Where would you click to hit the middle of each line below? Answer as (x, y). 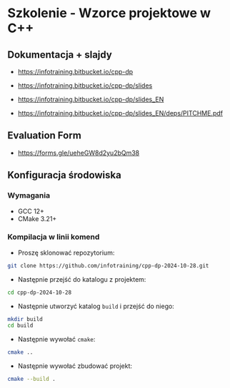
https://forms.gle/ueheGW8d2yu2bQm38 (79, 153)
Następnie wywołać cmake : (56, 339)
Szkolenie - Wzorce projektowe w (109, 13)
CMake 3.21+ (37, 218)
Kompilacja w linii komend (54, 237)
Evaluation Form (45, 136)
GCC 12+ (31, 211)
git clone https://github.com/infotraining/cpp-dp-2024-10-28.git (108, 265)
